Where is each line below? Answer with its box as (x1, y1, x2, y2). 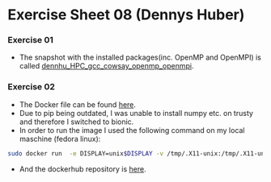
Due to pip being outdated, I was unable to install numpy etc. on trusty (19, 108, 254, 118)
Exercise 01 (7, 35, 54, 46)
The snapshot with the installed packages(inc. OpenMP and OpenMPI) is (19, 52, 262, 62)
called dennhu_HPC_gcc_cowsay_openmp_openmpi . (19, 61, 194, 71)
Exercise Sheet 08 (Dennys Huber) (7, 6, 245, 24)
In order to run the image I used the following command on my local (19, 125, 245, 134)
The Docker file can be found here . (19, 99, 137, 110)
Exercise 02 (7, 81, 56, 93)
